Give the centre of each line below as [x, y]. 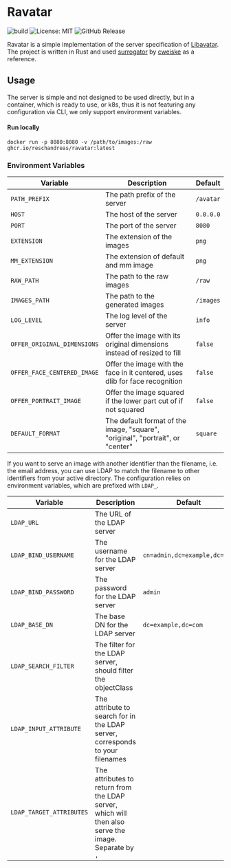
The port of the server [141, 226]
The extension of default [145, 257]
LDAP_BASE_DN [32, 625]
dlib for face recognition [144, 381]
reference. [22, 58]
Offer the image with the [144, 364]
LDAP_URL [25, 523]
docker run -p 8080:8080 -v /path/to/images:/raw [80, 142]
